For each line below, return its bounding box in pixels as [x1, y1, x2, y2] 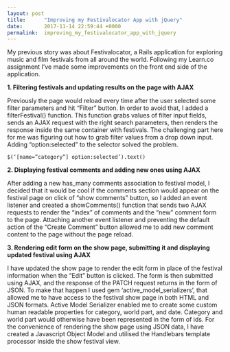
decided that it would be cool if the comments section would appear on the [7, 186, 220, 195]
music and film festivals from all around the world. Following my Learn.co [7, 56, 214, 64]
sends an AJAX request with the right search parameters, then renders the [7, 118, 218, 127]
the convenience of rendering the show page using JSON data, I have [7, 322, 205, 331]
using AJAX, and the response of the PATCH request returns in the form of [7, 279, 218, 287]
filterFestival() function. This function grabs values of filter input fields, [7, 111, 207, 120]
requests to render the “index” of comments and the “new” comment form [7, 208, 217, 217]
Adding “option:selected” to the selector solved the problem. [7, 140, 179, 148]
